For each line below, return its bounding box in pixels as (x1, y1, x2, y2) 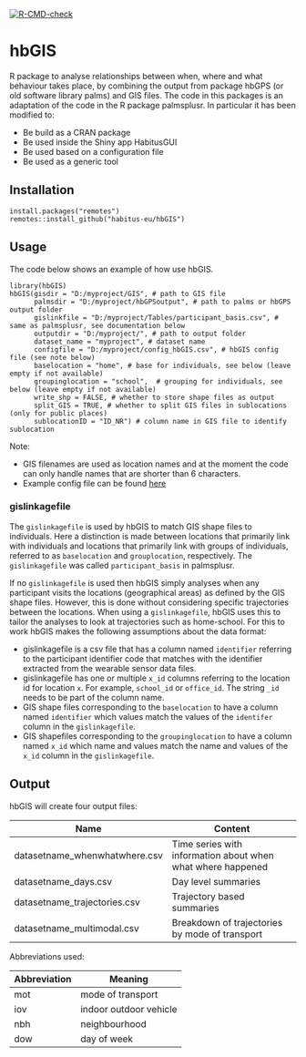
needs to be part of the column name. (22, 692, 165, 703)
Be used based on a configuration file (22, 146, 164, 157)
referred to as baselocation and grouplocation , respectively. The (9, 549, 253, 560)
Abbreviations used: (9, 950, 85, 961)
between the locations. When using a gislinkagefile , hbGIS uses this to (9, 606, 280, 617)
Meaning (108, 972, 148, 985)
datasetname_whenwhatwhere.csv (14, 848, 164, 861)
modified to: (9, 109, 55, 120)
